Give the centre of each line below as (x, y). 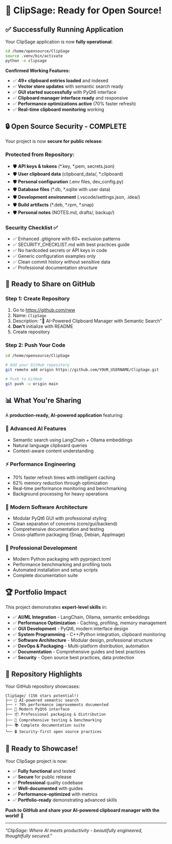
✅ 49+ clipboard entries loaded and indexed (60, 80)
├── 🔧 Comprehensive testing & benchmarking (53, 720)
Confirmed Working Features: (38, 70)
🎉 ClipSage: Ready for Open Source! (84, 11)
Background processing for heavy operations (60, 494)
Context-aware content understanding (53, 451)
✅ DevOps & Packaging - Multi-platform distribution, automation (81, 646)
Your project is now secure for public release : (54, 141)
